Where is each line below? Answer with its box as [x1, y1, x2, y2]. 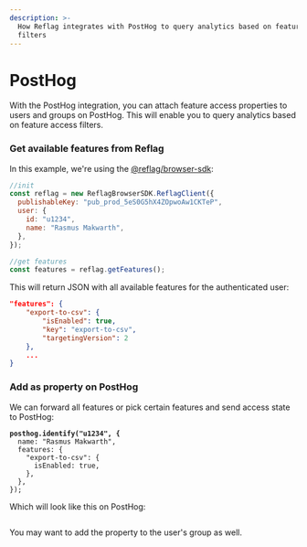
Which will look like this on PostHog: [9, 500, 146, 512]
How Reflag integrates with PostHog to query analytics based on [17, 22, 272, 31]
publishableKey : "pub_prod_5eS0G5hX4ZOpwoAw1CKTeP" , [17, 198, 223, 207]
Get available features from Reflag [9, 143, 164, 156]
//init [9, 180, 35, 190]
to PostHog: [9, 411, 55, 422]
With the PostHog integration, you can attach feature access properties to [9, 100, 288, 111]
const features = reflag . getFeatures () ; [9, 265, 166, 274]
